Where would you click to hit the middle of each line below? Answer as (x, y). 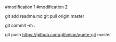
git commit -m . (20, 25)
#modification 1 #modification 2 (36, 7)
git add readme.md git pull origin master (45, 16)
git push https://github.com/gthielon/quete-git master (58, 35)
